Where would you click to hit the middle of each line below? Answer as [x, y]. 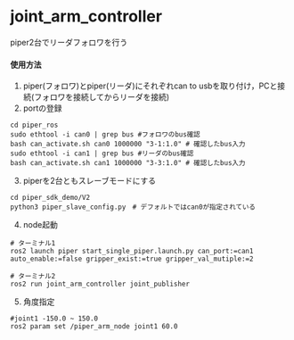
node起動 [41, 225]
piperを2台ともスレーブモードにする [90, 181]
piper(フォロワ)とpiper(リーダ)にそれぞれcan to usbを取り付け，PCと [150, 86]
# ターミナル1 [33, 244]
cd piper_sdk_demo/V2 [50, 198]
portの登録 [42, 108]
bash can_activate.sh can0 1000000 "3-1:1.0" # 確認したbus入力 [128, 145]
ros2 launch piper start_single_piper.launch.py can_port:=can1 [132, 252]
